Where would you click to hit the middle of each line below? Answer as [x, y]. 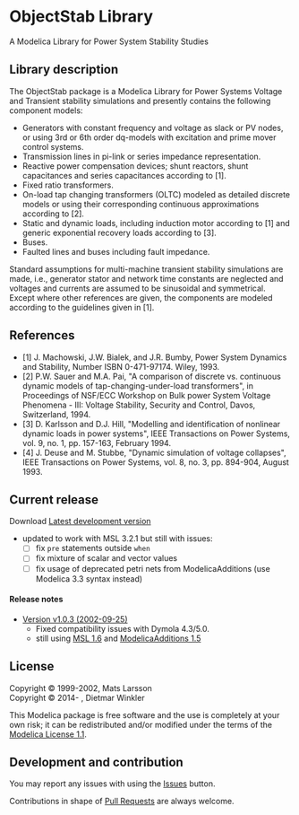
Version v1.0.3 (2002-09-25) [75, 619]
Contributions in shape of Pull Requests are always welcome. [122, 802]
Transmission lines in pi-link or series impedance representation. [141, 156]
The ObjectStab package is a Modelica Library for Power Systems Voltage [146, 91]
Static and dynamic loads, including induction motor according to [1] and [156, 223]
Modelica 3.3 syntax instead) [89, 578]
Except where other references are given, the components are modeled [141, 297]
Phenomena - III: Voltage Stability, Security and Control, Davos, [139, 405]
